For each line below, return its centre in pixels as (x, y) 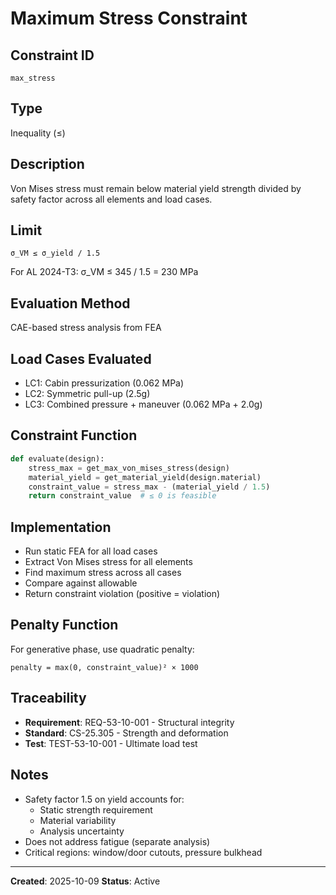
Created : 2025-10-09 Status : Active (85, 881)
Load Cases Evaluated (81, 358)
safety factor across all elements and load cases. (111, 199)
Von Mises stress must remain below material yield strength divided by (156, 188)
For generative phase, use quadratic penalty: (102, 649)
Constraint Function (74, 435)
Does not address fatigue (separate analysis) (117, 841)
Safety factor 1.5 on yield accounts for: (104, 799)
